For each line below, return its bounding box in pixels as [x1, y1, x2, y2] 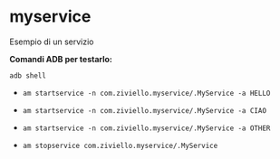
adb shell [9, 70, 47, 80]
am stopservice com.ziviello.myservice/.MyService [22, 141, 218, 150]
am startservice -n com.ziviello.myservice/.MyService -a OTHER [22, 124, 271, 133]
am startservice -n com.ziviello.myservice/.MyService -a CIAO [22, 106, 267, 115]
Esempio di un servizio [9, 36, 94, 47]
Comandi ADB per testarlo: [9, 53, 113, 64]
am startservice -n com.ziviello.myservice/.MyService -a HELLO [22, 89, 271, 98]
